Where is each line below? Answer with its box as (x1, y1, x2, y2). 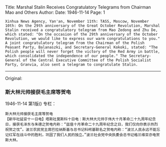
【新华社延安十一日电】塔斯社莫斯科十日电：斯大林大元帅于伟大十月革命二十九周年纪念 (5, 117, 156, 122)
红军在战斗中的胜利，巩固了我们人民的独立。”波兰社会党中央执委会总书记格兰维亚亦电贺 (8, 133, 160, 138)
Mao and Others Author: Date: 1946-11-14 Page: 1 (5, 9, 105, 15)
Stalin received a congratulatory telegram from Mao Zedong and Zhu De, (5, 28, 158, 33)
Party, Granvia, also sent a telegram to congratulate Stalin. (5, 62, 138, 67)
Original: (5, 75, 23, 81)
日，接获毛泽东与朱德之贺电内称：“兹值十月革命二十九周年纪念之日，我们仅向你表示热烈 (5, 122, 158, 127)
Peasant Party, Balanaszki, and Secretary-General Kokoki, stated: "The (5, 45, 158, 50)
